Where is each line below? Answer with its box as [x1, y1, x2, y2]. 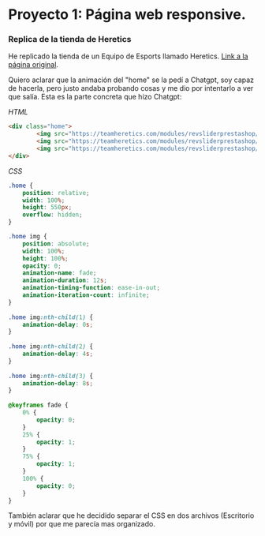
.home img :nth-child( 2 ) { [8, 343, 93, 350]
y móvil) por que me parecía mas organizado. [8, 519, 155, 529]
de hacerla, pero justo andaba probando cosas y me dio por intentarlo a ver [8, 84, 254, 93]
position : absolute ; [22, 239, 90, 248]
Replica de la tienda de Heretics [8, 34, 132, 45]
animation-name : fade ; [22, 269, 97, 277]
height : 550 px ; [22, 204, 73, 212]
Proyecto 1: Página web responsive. [8, 6, 246, 24]
